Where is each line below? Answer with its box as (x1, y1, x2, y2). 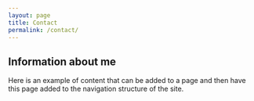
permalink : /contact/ (8, 26, 79, 34)
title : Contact (8, 19, 58, 27)
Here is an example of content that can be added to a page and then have (8, 76, 246, 85)
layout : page (8, 11, 51, 20)
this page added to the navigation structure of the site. (8, 84, 184, 94)
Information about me (8, 55, 116, 68)
